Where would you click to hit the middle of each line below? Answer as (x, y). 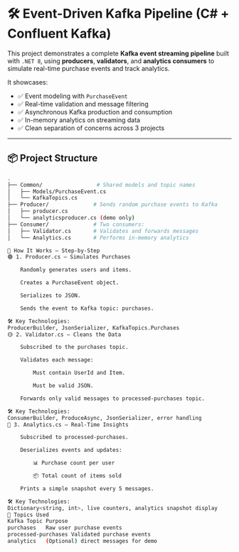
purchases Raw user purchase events (65, 528)
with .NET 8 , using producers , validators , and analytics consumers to (111, 60)
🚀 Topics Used (28, 515)
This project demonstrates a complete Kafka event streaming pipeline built (118, 53)
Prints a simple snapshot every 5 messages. (87, 488)
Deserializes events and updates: (71, 450)
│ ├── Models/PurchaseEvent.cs (57, 191)
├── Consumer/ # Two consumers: (76, 224)
